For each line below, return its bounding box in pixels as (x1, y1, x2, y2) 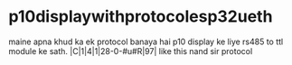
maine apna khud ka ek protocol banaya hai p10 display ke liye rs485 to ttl (8, 36, 284, 47)
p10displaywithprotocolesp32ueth (8, 6, 273, 27)
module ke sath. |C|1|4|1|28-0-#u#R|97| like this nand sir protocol (8, 45, 253, 56)
